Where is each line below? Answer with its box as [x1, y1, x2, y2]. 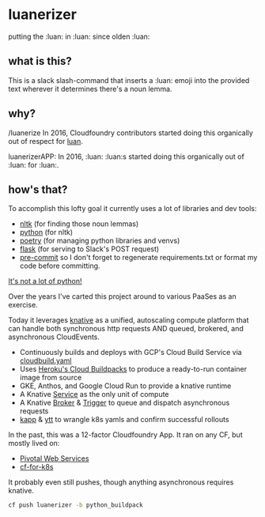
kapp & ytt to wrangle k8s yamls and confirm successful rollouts [19, 415, 229, 425]
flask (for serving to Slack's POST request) [19, 244, 160, 254]
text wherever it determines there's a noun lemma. [8, 84, 172, 93]
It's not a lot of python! [8, 277, 82, 286]
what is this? [8, 55, 73, 68]
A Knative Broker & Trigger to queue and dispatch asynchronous [19, 398, 230, 408]
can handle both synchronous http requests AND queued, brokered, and [8, 324, 244, 334]
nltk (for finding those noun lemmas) [19, 219, 139, 228]
